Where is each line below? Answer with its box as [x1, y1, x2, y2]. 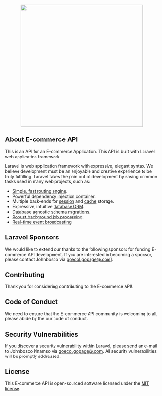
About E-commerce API [5, 136, 78, 144]
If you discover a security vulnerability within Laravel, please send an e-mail [5, 343, 157, 349]
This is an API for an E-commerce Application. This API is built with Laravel [5, 148, 155, 154]
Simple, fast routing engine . [12, 188, 68, 194]
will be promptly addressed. [5, 354, 61, 359]
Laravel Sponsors [5, 233, 59, 241]
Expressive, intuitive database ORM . [12, 203, 85, 209]
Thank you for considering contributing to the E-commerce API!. [5, 283, 134, 290]
